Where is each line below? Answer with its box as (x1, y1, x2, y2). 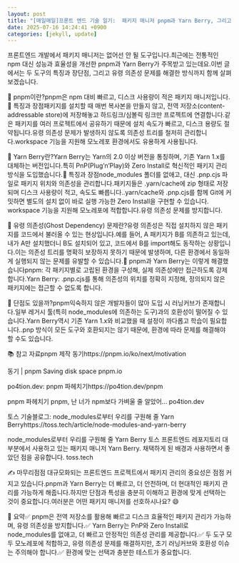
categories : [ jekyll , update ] (7, 30, 98, 38)
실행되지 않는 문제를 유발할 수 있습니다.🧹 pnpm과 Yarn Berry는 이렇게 (14, 257, 210, 265)
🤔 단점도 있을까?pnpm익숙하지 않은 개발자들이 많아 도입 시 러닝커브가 (7, 299, 201, 308)
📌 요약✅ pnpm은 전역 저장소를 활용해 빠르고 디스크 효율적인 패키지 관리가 (7, 512, 213, 521)
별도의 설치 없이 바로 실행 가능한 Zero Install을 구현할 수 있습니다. (26, 197, 209, 206)
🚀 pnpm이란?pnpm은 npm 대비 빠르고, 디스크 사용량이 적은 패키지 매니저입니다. (7, 93, 230, 101)
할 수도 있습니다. (7, 335, 54, 343)
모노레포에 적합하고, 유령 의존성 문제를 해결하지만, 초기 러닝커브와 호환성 (14, 539, 217, 548)
